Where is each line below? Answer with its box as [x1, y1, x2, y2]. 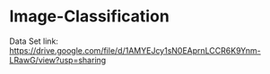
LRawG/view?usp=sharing [9, 54, 107, 65]
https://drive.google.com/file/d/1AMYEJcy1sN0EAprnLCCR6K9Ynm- [9, 45, 262, 55]
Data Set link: [9, 36, 58, 46]
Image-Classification [9, 6, 170, 27]
